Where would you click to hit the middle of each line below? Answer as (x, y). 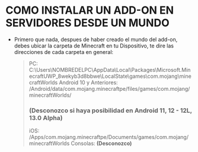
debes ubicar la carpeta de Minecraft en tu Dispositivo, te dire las (94, 46)
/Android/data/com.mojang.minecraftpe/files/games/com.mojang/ (109, 88)
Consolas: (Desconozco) (101, 144)
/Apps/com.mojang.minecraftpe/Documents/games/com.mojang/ (109, 137)
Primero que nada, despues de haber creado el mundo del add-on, (96, 39)
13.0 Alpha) (46, 118)
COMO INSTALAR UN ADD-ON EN (90, 10)
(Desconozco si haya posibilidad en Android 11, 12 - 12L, (110, 110)
